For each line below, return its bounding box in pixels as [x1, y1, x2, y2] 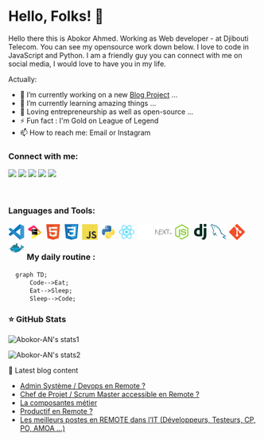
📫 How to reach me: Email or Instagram [19, 128, 151, 137]
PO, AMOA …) [19, 423, 66, 433]
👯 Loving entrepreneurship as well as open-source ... [19, 107, 194, 116]
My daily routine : [26, 251, 95, 262]
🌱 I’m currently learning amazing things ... [19, 98, 157, 108]
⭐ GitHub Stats [8, 313, 67, 325]
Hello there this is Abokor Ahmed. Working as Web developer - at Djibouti [8, 33, 249, 43]
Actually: [8, 74, 37, 84]
